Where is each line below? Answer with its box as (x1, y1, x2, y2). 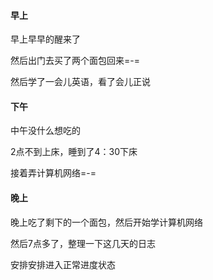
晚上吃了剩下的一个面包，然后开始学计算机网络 (10, 216, 203, 228)
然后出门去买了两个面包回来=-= (10, 55, 140, 67)
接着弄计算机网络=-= (10, 167, 97, 179)
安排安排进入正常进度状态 (10, 258, 116, 270)
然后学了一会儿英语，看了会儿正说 (10, 76, 151, 88)
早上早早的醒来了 (10, 33, 81, 45)
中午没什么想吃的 (10, 125, 81, 137)
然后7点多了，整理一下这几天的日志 (10, 237, 156, 249)
